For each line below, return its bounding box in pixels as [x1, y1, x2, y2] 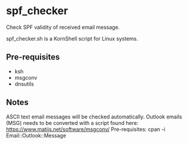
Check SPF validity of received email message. [6, 24, 120, 31]
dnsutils [14, 80, 34, 87]
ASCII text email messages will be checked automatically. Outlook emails [6, 113, 182, 120]
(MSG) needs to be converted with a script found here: [6, 119, 139, 126]
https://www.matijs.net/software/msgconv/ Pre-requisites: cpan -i [6, 126, 166, 133]
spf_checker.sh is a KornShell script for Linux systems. [6, 35, 139, 42]
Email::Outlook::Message [6, 131, 66, 139]
